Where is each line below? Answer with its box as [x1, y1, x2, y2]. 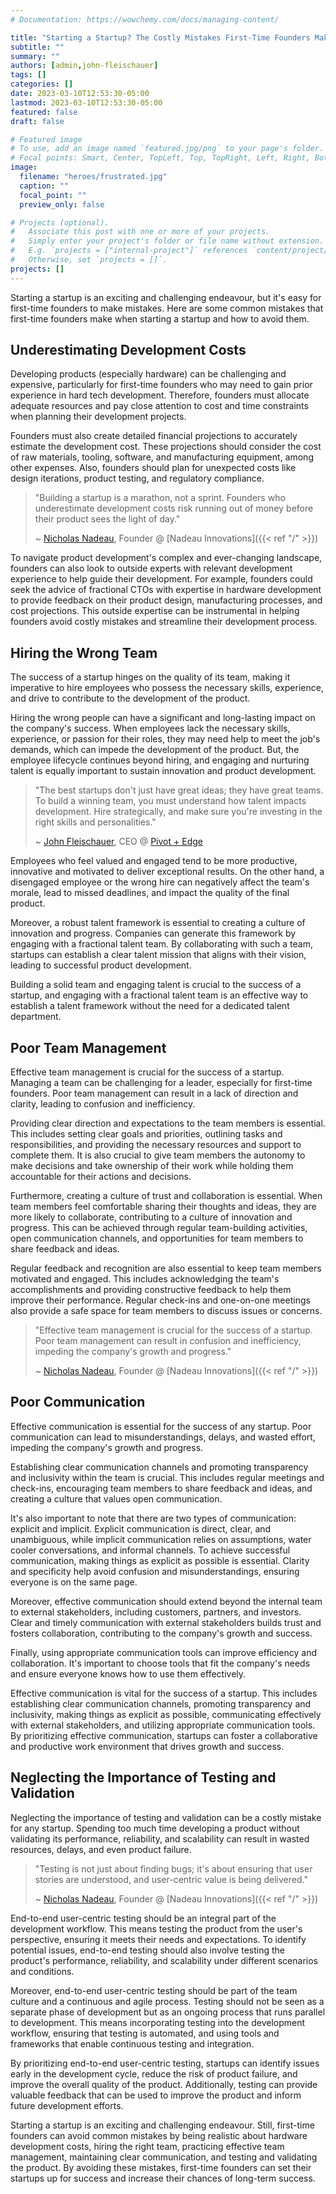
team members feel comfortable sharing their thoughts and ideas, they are [10, 1201, 317, 1213]
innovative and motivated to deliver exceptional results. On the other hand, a [10, 866, 325, 878]
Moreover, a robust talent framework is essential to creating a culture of [10, 917, 306, 929]
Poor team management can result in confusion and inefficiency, [34, 1335, 302, 1347]
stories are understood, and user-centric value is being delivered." [34, 1873, 308, 1885]
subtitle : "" [10, 42, 65, 52]
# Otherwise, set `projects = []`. [10, 255, 168, 265]
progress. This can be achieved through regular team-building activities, [10, 1222, 308, 1234]
